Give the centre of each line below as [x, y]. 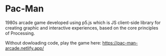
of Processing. [20, 33]
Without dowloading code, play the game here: [53, 42]
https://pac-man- [120, 42]
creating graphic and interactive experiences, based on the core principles [82, 27]
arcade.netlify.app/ [24, 48]
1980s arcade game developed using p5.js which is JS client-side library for [83, 22]
